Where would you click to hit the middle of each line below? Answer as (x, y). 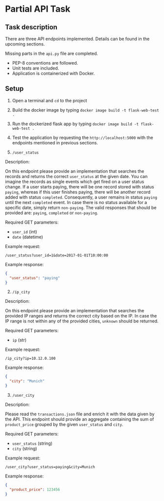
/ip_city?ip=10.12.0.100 (30, 359)
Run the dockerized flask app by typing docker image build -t (75, 124)
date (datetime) (27, 237)
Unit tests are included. (35, 68)
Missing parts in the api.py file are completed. (52, 53)
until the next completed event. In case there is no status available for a (76, 202)
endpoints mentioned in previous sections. (55, 142)
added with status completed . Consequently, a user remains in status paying (81, 197)
